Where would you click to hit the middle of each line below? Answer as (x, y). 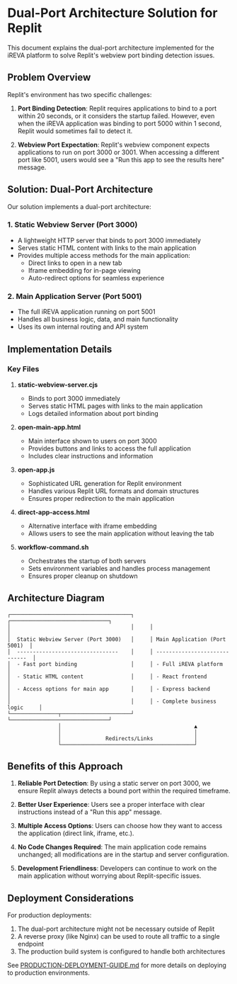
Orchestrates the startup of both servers (87, 560)
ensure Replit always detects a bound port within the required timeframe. (124, 791)
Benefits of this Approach (65, 767)
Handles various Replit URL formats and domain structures (114, 491)
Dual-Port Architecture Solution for (112, 13)
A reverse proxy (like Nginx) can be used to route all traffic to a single (119, 937)
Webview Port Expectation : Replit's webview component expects (114, 145)
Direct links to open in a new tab (75, 263)
